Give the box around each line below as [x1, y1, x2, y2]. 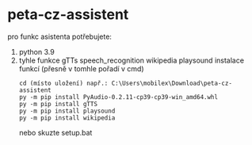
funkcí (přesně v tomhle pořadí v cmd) [18, 63, 144, 73]
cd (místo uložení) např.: [18, 79, 109, 87]
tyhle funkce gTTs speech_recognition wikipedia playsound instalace [18, 55, 245, 65]
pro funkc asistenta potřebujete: [7, 32, 113, 41]
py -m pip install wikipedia [18, 113, 116, 122]
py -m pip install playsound [18, 107, 116, 115]
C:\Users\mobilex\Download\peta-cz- [111, 79, 233, 87]
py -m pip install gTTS [18, 100, 98, 108]
